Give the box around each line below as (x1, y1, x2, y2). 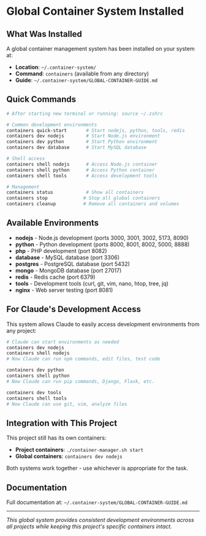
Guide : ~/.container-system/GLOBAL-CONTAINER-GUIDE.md (15, 77, 158, 84)
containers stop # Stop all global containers (6, 195, 161, 201)
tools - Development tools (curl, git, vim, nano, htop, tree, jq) (15, 279, 169, 287)
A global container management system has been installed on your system (6, 45, 195, 52)
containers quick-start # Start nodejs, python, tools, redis (6, 127, 185, 133)
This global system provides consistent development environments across (6, 516, 194, 524)
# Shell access (6, 155, 45, 162)
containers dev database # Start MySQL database (6, 144, 147, 151)
